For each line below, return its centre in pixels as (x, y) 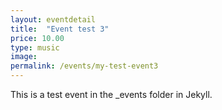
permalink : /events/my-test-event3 (84, 66)
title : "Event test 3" (60, 29)
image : (24, 57)
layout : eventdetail (53, 19)
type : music (35, 47)
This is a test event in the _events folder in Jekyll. (111, 94)
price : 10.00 (37, 38)
